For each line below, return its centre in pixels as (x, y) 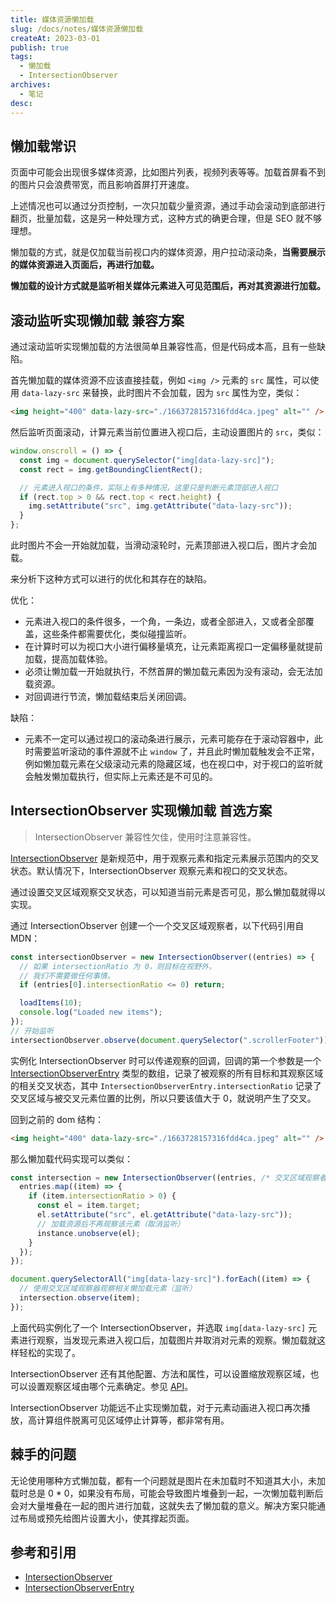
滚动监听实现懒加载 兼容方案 (97, 320)
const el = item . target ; (88, 1206)
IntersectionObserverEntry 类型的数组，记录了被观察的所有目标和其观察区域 (167, 1073)
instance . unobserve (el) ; (88, 1233)
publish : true (40, 47)
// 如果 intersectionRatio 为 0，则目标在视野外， (118, 966)
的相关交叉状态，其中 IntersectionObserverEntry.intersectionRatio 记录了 (166, 1085)
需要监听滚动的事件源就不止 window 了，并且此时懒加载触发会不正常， (176, 751)
